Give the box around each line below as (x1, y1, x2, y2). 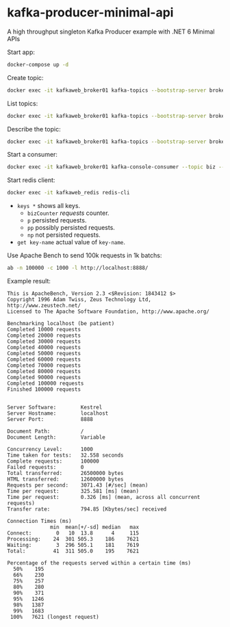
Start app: (7, 48, 36, 56)
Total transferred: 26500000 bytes (7, 470, 125, 477)
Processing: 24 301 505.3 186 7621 (7, 536, 139, 543)
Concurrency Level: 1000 (7, 446, 94, 453)
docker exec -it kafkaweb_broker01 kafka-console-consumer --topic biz (7, 164, 216, 170)
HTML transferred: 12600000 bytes (7, 476, 125, 483)
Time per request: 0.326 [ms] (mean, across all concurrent (7, 494, 201, 501)
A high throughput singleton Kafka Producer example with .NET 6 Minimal (7, 27, 215, 36)
